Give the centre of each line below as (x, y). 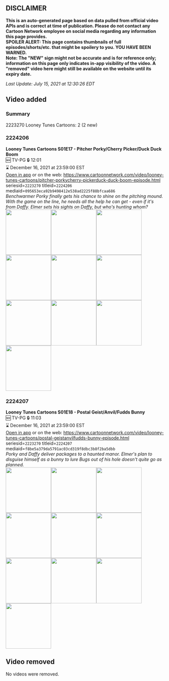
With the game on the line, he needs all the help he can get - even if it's (80, 201)
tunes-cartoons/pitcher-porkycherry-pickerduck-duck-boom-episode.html (83, 180)
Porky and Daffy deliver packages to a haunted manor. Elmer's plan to (79, 454)
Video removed (30, 662)
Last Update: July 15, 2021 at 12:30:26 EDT (50, 84)
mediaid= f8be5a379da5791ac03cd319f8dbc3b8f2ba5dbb (60, 449)
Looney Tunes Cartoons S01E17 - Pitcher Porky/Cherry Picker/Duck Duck (84, 149)
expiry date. (19, 74)
